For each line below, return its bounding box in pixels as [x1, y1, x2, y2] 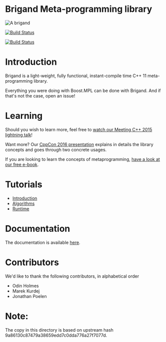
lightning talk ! [5, 132, 33, 138]
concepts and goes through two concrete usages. [5, 147, 107, 152]
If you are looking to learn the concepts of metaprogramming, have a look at [5, 156, 160, 162]
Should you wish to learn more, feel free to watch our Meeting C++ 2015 [5, 126, 152, 132]
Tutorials [5, 179, 42, 190]
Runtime [12, 205, 30, 211]
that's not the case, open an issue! [5, 93, 76, 98]
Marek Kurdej [12, 288, 40, 294]
